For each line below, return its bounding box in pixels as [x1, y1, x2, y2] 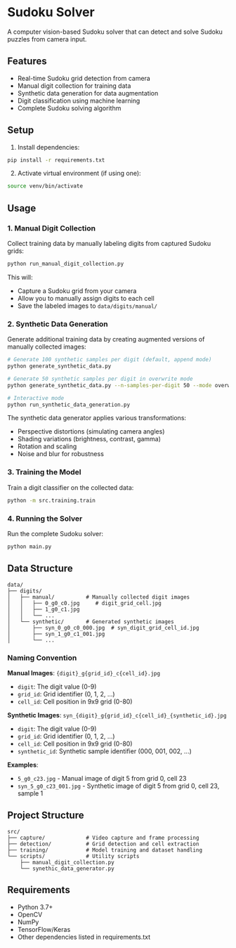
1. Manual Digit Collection [7, 223, 96, 233]
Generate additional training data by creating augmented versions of [7, 335, 205, 344]
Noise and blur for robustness [17, 450, 104, 458]
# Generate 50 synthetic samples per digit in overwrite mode [7, 375, 193, 382]
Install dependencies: [17, 143, 80, 151]
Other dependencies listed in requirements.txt [17, 933, 151, 941]
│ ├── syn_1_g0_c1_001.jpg [7, 630, 105, 637]
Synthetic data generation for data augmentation [17, 89, 159, 97]
